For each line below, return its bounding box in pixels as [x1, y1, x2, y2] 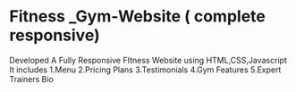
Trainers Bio [9, 73, 54, 84]
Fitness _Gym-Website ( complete [9, 6, 266, 27]
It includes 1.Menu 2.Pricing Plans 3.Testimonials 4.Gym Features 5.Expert [9, 64, 282, 75]
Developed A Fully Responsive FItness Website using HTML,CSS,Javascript [9, 54, 288, 65]
